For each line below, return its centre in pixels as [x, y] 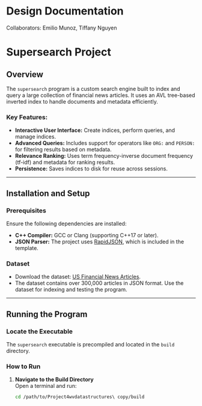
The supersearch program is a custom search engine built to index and [93, 89]
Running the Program [47, 314]
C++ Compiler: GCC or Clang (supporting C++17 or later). [87, 235]
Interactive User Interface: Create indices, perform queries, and [95, 130]
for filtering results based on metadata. [63, 149]
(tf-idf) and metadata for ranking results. [65, 162]
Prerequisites [26, 210]
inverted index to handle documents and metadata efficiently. [82, 101]
